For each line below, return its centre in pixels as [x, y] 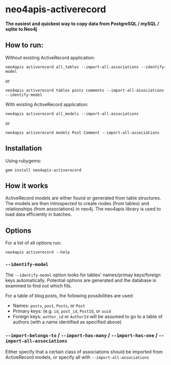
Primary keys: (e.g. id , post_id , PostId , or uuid [62, 311]
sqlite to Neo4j [21, 29]
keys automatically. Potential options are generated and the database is [81, 280]
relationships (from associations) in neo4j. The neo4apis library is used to [83, 209]
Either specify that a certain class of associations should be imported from [84, 352]
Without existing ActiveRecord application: [50, 57]
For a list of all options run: [33, 243]
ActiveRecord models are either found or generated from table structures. [83, 198]
